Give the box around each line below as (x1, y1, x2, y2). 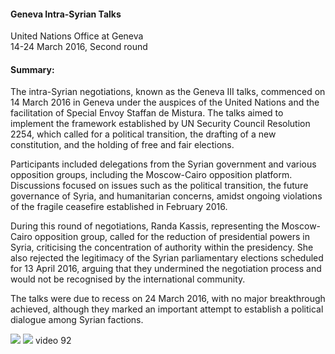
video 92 (34, 335, 72, 347)
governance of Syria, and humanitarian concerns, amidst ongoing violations (10, 190, 323, 202)
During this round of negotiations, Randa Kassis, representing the (10, 220, 280, 232)
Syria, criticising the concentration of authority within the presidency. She (10, 241, 314, 254)
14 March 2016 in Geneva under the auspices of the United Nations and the (10, 96, 320, 109)
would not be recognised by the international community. (10, 273, 246, 285)
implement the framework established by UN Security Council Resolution (10, 118, 311, 130)
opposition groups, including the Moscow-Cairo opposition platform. (10, 169, 293, 181)
